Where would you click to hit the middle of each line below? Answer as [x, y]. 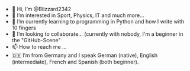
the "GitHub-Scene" [36, 40]
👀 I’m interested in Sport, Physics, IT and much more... [78, 15]
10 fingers [24, 28]
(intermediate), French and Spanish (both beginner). [75, 62]
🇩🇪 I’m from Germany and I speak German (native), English [85, 55]
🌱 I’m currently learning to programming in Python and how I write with [98, 21]
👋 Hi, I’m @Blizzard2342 [41, 9]
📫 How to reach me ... [39, 47]
